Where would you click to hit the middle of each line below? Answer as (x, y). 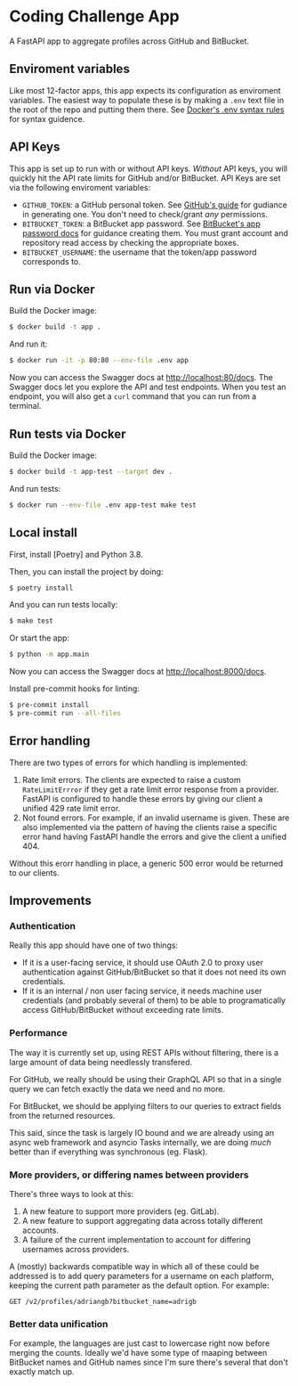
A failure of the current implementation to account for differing (136, 1239)
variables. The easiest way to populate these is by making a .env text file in (147, 100)
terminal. (25, 406)
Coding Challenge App (94, 16)
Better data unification (59, 1324)
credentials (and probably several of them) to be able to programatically (154, 1000)
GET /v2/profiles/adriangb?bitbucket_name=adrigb (103, 1301)
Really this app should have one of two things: (94, 945)
